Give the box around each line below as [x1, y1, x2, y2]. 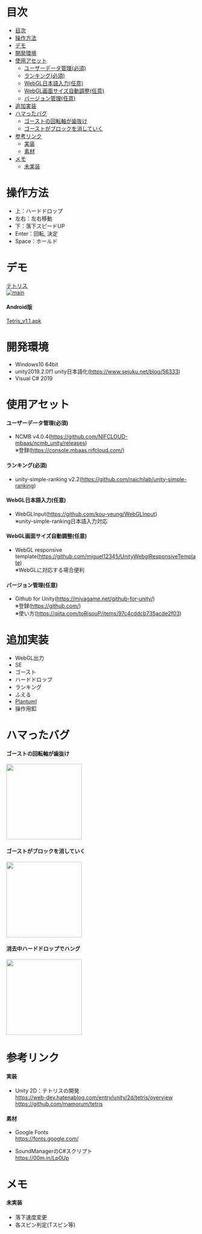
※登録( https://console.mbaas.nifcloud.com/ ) [14, 447, 125, 454]
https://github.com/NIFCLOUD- [50, 433, 128, 440]
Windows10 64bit [14, 360, 58, 368]
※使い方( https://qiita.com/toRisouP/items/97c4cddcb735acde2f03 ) [14, 610, 182, 617]
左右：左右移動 [14, 215, 52, 222]
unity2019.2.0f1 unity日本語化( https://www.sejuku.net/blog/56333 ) [14, 368, 181, 375]
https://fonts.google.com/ [14, 1135, 79, 1143]
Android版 [6, 304, 33, 311]
